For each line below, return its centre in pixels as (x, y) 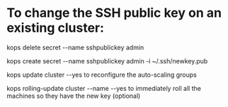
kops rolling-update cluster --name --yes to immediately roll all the (104, 88)
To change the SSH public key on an (114, 13)
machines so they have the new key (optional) (74, 96)
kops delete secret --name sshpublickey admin (75, 47)
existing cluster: (55, 28)
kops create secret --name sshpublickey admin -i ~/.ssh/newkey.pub (107, 61)
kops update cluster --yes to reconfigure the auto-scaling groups (102, 75)
